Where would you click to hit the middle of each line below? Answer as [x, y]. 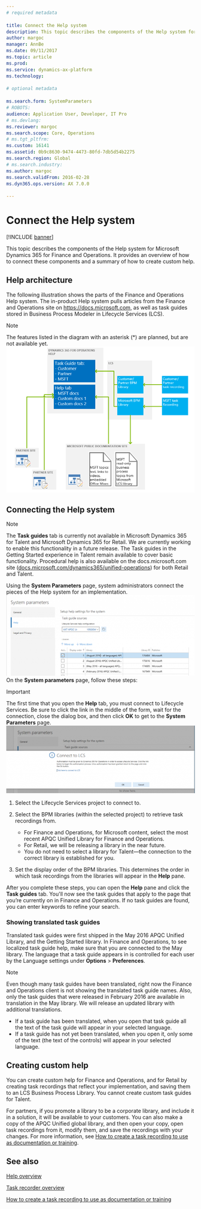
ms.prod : [17, 63]
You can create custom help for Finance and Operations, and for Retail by [97, 1080]
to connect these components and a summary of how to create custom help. [100, 262]
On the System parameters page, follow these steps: [72, 680]
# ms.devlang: [24, 120]
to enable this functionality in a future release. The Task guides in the [91, 549]
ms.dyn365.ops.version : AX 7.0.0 [48, 184]
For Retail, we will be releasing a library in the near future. [95, 845]
